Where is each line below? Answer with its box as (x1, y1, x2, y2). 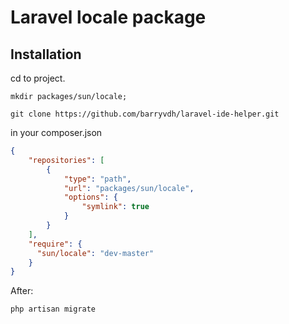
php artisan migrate (10, 304, 97, 315)
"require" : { (28, 239, 83, 249)
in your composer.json (10, 127, 103, 138)
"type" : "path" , (63, 174, 132, 184)
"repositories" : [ (28, 155, 105, 165)
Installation (10, 46, 82, 63)
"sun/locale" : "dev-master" (36, 248, 155, 258)
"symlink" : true (81, 202, 150, 212)
